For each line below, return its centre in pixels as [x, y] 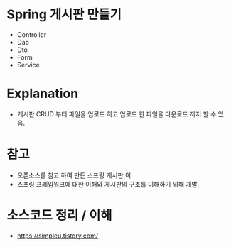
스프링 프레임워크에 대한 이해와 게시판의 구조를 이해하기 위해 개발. [108, 184]
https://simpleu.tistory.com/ [58, 236]
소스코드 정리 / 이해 [59, 215]
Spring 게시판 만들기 [64, 15]
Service [28, 65]
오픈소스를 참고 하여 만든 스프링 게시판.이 [74, 175]
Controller [32, 34]
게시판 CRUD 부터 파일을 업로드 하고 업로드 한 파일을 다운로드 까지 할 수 [117, 114]
